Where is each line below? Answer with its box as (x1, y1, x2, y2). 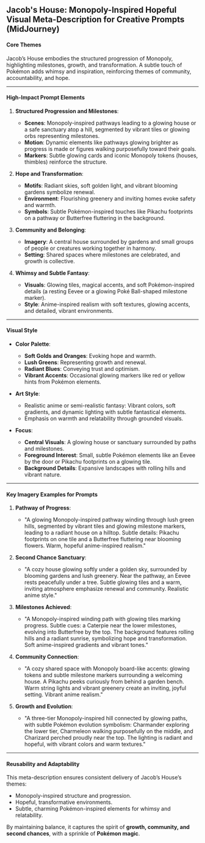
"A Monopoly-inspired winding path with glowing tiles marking (24, 615, 181, 622)
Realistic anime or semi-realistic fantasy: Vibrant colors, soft (24, 402, 176, 409)
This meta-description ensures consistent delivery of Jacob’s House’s (6, 774, 182, 781)
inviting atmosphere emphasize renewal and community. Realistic (24, 585, 189, 593)
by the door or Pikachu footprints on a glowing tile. (24, 458, 152, 465)
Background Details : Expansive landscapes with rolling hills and (24, 464, 186, 472)
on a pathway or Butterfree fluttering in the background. (24, 214, 165, 222)
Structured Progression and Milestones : (15, 107, 119, 115)
